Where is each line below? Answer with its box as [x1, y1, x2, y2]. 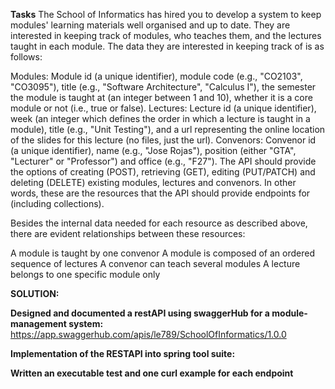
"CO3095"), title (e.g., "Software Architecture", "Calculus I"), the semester [10, 81, 317, 93]
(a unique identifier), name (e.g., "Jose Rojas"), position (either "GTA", [10, 145, 297, 156]
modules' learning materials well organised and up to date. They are [10, 19, 291, 31]
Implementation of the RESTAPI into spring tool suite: [10, 348, 236, 359]
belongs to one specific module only [10, 269, 161, 280]
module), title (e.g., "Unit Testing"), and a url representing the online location [10, 124, 326, 135]
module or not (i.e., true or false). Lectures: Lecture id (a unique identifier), [10, 102, 317, 114]
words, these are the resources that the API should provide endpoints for [10, 187, 311, 199]
